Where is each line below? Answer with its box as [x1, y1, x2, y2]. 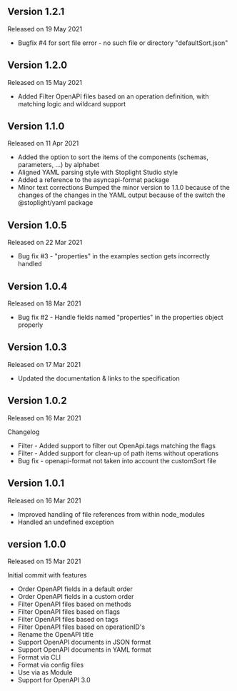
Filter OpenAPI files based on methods [17, 600, 132, 609]
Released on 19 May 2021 [7, 24, 83, 33]
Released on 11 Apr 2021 [7, 139, 79, 148]
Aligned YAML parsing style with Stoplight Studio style [17, 168, 178, 177]
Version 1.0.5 [7, 219, 67, 231]
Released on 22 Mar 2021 [7, 238, 83, 247]
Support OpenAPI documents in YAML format [17, 645, 151, 654]
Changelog [7, 428, 40, 436]
